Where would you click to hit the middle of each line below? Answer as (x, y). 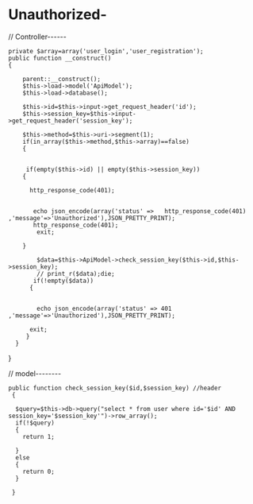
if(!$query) (35, 423)
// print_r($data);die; (76, 273)
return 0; (39, 471)
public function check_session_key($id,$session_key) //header (115, 388)
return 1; (39, 436)
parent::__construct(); (62, 79)
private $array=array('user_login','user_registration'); (106, 51)
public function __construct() (60, 58)
